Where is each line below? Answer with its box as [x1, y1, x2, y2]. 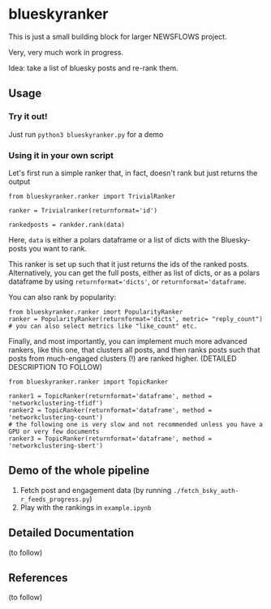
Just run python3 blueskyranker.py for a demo [8, 129, 164, 139]
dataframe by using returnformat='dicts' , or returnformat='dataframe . [8, 277, 247, 286]
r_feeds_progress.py [19, 495, 90, 504]
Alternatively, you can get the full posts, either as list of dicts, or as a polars [8, 268, 260, 277]
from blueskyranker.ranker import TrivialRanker [8, 192, 176, 200]
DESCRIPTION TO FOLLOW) [8, 362, 103, 371]
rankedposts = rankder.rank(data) [8, 221, 126, 229]
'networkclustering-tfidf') [8, 399, 104, 407]
